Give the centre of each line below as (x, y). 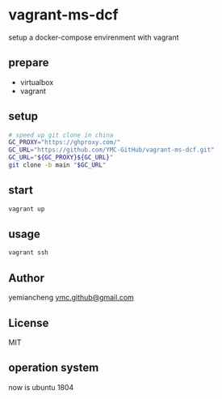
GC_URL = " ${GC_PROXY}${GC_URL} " (61, 158)
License (29, 323)
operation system (54, 368)
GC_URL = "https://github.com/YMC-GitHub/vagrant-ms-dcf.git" (112, 150)
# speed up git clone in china (61, 135)
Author (26, 278)
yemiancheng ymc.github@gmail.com (71, 298)
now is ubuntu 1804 (41, 387)
